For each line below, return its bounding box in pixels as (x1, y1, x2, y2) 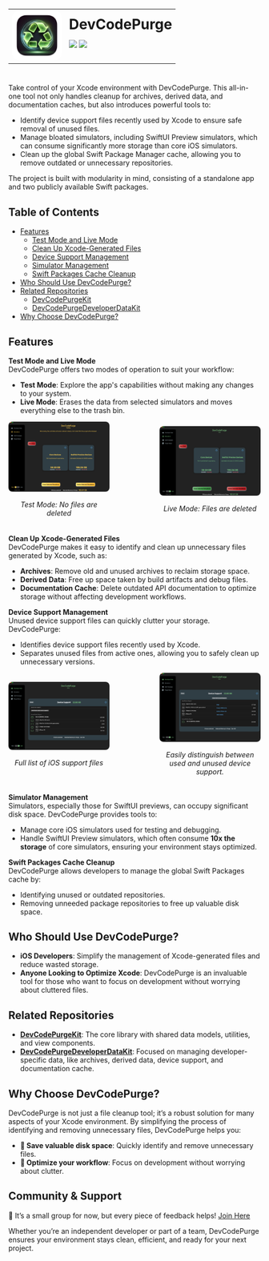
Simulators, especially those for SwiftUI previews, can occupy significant (8, 801, 249, 810)
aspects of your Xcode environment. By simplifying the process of (8, 1117, 227, 1126)
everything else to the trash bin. (19, 406, 126, 416)
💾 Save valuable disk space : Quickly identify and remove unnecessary (19, 1141, 254, 1150)
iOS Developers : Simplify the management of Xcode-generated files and (19, 951, 260, 961)
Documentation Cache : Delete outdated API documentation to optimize (19, 583, 257, 592)
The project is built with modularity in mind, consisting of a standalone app (8, 174, 255, 183)
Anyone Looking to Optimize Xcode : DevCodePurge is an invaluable (19, 968, 247, 978)
